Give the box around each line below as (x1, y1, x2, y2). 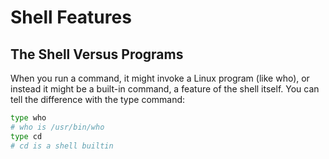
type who (10, 113, 47, 123)
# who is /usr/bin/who (10, 122, 105, 132)
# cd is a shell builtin (10, 141, 114, 151)
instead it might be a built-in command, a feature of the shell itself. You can (10, 83, 320, 95)
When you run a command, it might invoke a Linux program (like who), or (10, 72, 310, 84)
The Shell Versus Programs (10, 46, 184, 63)
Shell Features (10, 6, 132, 29)
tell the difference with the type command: (10, 94, 186, 105)
